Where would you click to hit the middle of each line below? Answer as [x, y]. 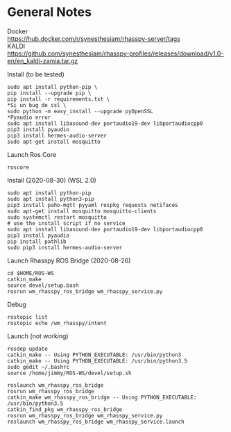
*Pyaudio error [29, 117]
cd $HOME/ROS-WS [31, 273]
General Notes [50, 12]
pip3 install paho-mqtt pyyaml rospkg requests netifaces [93, 205]
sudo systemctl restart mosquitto [57, 217]
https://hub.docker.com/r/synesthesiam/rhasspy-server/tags [94, 38]
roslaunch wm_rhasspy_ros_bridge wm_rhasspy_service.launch [96, 422]
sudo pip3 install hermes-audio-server [65, 247]
